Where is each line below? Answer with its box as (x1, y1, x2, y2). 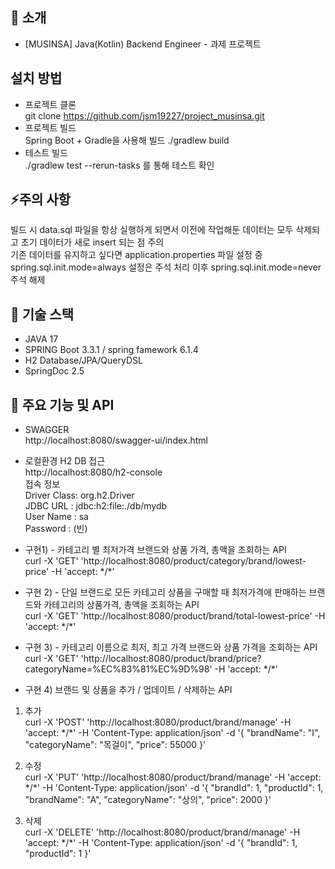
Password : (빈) (24, 523, 88, 535)
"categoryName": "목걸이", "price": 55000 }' (24, 739, 207, 751)
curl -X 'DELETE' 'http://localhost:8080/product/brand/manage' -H (24, 826, 301, 838)
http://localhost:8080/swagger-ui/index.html (24, 434, 208, 447)
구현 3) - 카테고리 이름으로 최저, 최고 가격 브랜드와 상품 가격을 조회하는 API (24, 641, 318, 653)
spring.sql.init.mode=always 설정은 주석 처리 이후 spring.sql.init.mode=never (10, 261, 322, 273)
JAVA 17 (24, 333, 59, 345)
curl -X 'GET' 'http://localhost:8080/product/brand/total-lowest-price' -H (24, 610, 326, 622)
